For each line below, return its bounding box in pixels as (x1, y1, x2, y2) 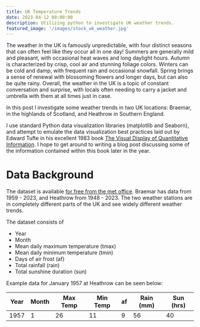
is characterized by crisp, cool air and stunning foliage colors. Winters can (6, 61, 189, 68)
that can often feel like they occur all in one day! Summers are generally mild (6, 48, 194, 55)
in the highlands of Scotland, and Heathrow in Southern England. (6, 110, 165, 118)
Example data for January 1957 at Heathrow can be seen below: (6, 280, 163, 287)
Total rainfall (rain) (14, 262, 60, 269)
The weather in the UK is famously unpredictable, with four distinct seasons (6, 42, 192, 49)
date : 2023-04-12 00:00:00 (6, 14, 73, 20)
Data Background (6, 168, 94, 182)
